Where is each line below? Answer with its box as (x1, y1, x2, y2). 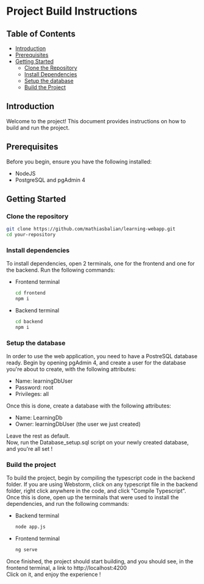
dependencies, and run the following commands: (6, 500, 129, 508)
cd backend (15, 319, 43, 325)
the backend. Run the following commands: (6, 267, 116, 274)
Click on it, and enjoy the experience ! (6, 571, 102, 578)
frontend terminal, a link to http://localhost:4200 (6, 564, 127, 572)
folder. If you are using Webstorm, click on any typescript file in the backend (6, 481, 198, 488)
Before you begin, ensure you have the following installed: (6, 157, 152, 165)
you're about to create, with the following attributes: (6, 366, 136, 373)
